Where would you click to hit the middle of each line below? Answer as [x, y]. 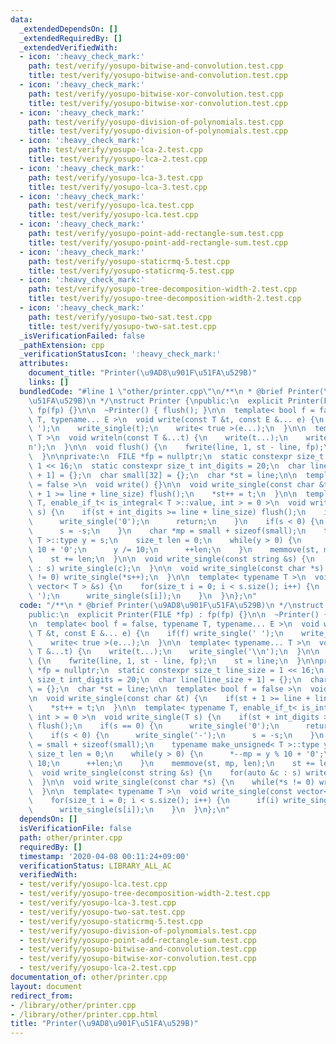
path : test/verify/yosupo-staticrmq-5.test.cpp [129, 261]
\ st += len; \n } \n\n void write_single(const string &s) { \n [171, 559]
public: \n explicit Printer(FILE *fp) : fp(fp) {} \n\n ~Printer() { [178, 614]
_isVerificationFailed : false [82, 336]
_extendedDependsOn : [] [68, 29]
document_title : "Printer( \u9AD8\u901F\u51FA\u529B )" [142, 373]
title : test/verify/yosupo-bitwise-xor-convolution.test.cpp [158, 103]
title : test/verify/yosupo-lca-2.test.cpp [118, 159]
